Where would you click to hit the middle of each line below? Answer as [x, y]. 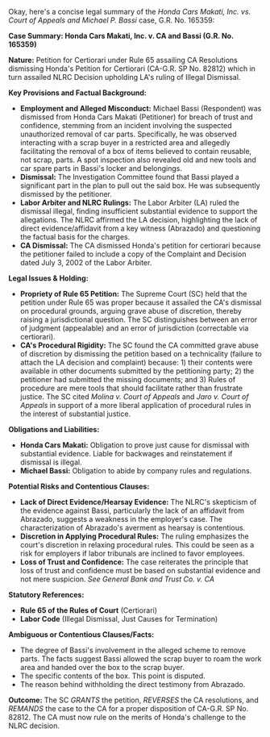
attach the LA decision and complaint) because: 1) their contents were [136, 362]
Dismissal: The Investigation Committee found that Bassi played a [129, 177]
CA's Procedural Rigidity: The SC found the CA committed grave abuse [139, 345]
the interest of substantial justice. [75, 414]
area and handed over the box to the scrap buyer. [102, 667]
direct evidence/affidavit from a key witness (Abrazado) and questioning [140, 228]
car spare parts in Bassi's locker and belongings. [101, 168]
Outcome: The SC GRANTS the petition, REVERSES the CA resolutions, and [134, 700]
